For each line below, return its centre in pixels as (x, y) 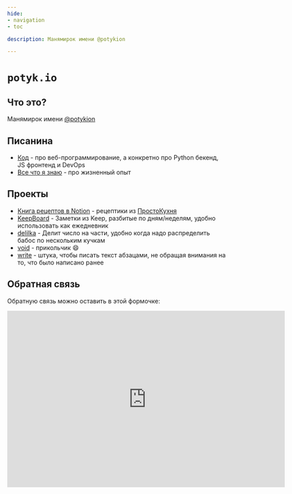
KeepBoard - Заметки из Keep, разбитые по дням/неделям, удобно (117, 218)
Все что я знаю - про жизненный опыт (74, 172)
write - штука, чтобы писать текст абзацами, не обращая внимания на (121, 255)
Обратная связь (44, 284)
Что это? (27, 102)
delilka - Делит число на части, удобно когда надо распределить (113, 232)
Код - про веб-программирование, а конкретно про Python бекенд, (118, 157)
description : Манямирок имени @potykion (67, 39)
